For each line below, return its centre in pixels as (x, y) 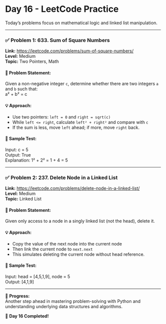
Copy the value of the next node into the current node (67, 243)
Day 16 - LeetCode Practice (62, 9)
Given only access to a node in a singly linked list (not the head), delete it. (80, 221)
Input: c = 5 (17, 150)
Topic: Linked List (23, 199)
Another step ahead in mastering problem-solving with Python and (73, 301)
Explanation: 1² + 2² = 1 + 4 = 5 (37, 160)
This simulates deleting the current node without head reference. (78, 254)
